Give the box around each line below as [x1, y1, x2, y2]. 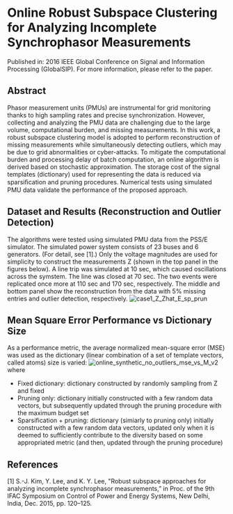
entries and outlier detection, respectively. [7, 294, 129, 303]
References [7, 458, 58, 470]
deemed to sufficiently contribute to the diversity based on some [17, 431, 203, 440]
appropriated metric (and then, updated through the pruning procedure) [17, 438, 223, 447]
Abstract [7, 85, 47, 97]
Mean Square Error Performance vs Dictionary [7, 314, 212, 326]
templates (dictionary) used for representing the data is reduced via [7, 170, 202, 178]
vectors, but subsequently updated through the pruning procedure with [17, 401, 222, 410]
